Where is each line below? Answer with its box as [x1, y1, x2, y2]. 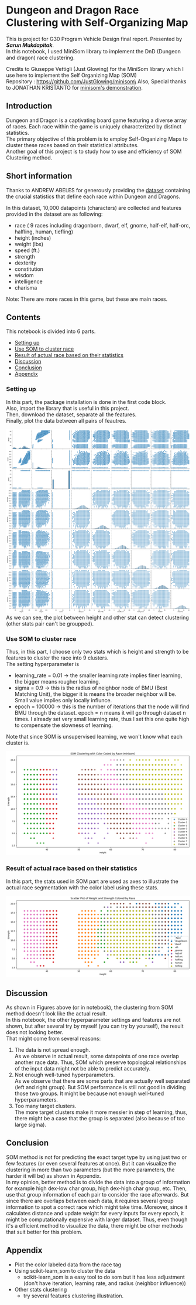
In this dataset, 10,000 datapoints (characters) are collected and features [6, 204, 182, 211]
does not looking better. [6, 1029, 64, 1036]
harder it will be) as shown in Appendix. [6, 1172, 101, 1179]
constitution [14, 265, 44, 273]
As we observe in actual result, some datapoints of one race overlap [14, 1053, 180, 1060]
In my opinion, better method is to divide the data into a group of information [6, 1178, 190, 1185]
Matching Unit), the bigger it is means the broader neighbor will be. [14, 691, 177, 698]
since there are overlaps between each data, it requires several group [6, 1197, 174, 1204]
